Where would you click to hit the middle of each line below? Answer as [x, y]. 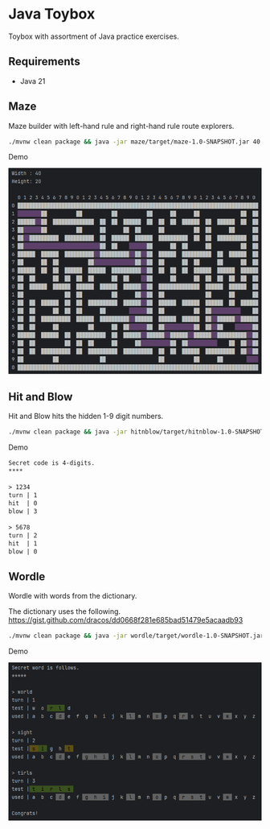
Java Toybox [52, 14]
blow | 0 [23, 552]
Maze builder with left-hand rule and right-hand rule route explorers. [121, 126]
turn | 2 [23, 536]
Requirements [44, 62]
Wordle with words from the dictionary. [73, 595]
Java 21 [33, 81]
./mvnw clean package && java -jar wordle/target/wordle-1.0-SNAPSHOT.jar [136, 636]
